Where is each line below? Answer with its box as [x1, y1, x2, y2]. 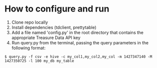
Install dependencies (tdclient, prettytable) [11, 24, 96, 30]
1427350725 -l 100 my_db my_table [4, 58, 75, 63]
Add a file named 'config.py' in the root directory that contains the [11, 29, 144, 35]
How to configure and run [4, 3, 110, 14]
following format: [11, 45, 46, 51]
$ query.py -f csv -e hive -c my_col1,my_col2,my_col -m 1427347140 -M [4, 54, 152, 59]
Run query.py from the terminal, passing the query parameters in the [11, 40, 149, 45]
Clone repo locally [11, 19, 48, 25]
